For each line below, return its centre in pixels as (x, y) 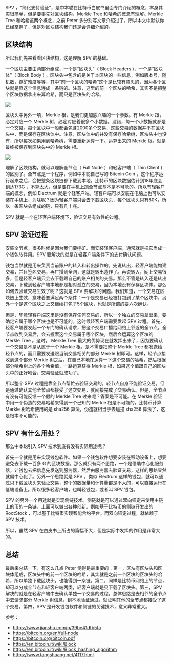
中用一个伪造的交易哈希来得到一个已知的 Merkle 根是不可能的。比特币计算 (83, 402)
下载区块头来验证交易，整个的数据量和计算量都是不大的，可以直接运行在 (90, 483)
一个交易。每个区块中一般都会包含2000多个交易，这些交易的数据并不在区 (83, 128)
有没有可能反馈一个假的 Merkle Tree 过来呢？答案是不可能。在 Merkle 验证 (84, 396)
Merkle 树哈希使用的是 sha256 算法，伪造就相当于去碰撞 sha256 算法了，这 (85, 409)
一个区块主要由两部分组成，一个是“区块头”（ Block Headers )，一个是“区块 (84, 69)
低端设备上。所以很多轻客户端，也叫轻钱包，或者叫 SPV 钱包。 (72, 490)
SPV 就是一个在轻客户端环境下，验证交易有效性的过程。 (64, 217)
